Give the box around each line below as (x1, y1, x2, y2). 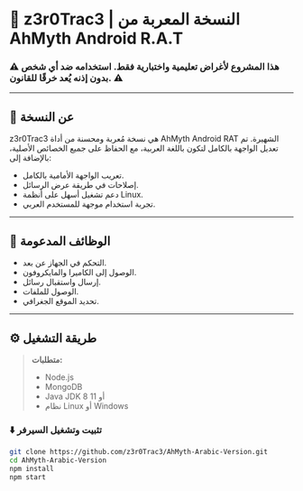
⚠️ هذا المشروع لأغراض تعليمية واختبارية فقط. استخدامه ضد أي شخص (9, 60, 280, 73)
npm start (9, 472, 47, 482)
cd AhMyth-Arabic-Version (9, 456, 106, 465)
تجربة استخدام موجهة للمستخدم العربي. (22, 199, 156, 209)
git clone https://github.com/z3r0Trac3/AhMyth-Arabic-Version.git (9, 448, 269, 457)
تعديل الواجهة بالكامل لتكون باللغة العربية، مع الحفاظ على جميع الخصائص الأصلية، (9, 143, 279, 153)
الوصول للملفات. (22, 286, 79, 297)
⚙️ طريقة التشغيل (9, 330, 97, 346)
